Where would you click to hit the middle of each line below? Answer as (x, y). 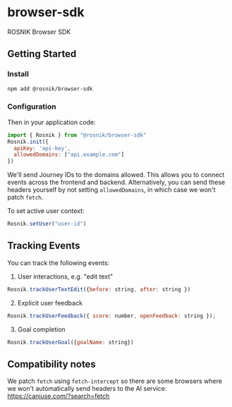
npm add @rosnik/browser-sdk (50, 89)
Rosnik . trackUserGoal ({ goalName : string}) (71, 342)
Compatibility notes (52, 364)
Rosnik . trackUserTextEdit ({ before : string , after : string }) (99, 289)
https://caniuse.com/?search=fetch (59, 396)
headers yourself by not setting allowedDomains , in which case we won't (112, 190)
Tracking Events (44, 246)
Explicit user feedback (50, 303)
